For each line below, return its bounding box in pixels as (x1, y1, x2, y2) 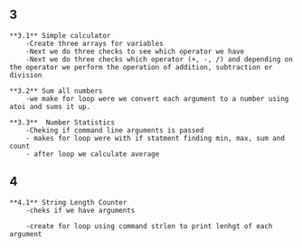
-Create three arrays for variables (25, 39, 165, 48)
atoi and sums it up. (9, 102, 91, 111)
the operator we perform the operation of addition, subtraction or (9, 62, 273, 71)
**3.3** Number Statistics (9, 117, 116, 127)
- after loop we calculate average (25, 149, 160, 159)
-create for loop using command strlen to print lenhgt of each (25, 221, 273, 231)
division (9, 70, 42, 79)
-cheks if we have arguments (25, 206, 136, 215)
